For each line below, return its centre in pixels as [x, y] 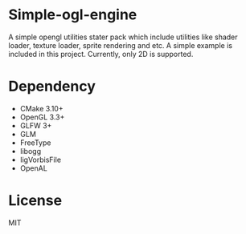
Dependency [52, 87]
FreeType [35, 143]
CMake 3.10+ [41, 108]
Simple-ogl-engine [73, 15]
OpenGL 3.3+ [42, 117]
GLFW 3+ [36, 125]
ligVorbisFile [41, 159]
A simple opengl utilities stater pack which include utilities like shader [123, 37]
